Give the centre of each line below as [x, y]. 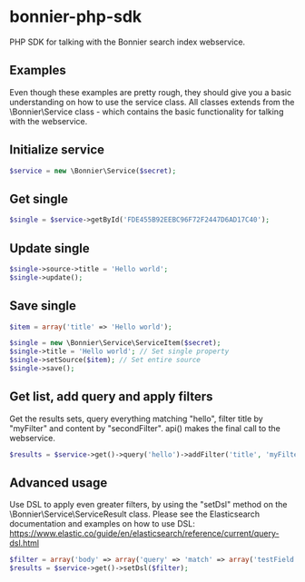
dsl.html [24, 543]
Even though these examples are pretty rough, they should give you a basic [151, 92]
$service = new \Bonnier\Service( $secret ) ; [93, 171]
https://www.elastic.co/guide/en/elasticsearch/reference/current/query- [144, 534]
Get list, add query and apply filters [111, 397]
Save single [43, 306]
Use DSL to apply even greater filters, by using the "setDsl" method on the [148, 505]
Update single [50, 248]
